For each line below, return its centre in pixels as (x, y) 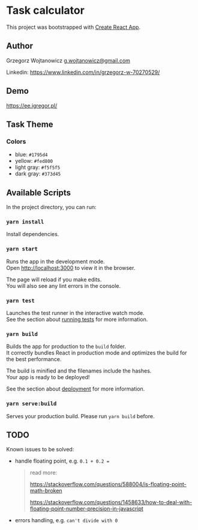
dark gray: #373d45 (38, 174)
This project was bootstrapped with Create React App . (73, 27)
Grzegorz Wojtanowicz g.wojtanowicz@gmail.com (68, 60)
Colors (16, 141)
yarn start (22, 249)
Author (19, 46)
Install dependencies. (33, 234)
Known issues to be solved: (40, 449)
